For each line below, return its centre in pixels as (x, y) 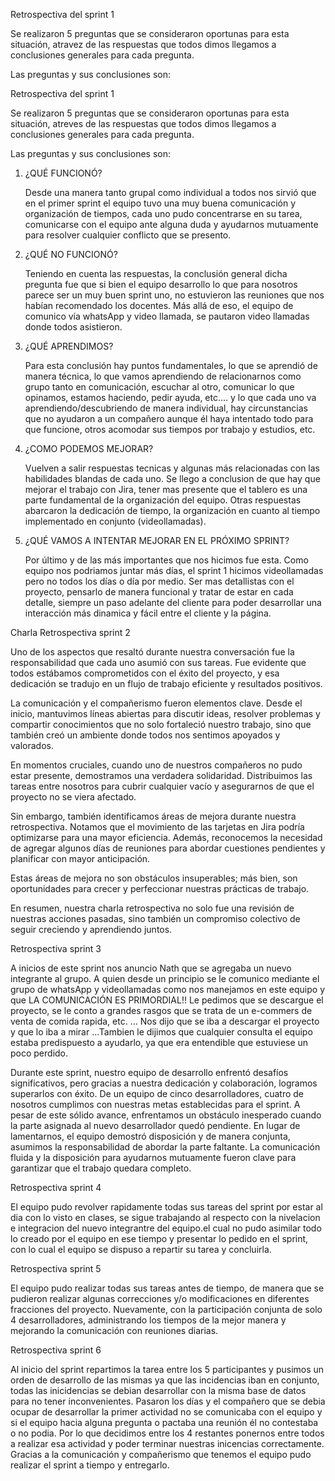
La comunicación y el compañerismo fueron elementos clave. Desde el (156, 703)
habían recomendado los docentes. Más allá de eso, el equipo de (159, 305)
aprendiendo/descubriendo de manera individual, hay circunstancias (166, 408)
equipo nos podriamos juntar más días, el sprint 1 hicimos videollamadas (174, 570)
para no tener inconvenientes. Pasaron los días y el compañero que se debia (168, 1401)
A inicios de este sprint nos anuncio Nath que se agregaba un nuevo (151, 968)
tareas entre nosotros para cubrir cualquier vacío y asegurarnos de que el (162, 786)
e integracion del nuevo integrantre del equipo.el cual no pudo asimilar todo (166, 1228)
